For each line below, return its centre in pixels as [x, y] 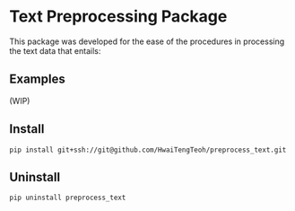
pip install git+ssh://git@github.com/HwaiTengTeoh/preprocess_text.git [148, 150]
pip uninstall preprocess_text [68, 198]
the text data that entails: [55, 50]
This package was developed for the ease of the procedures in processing [147, 41]
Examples [37, 79]
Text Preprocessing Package [118, 17]
